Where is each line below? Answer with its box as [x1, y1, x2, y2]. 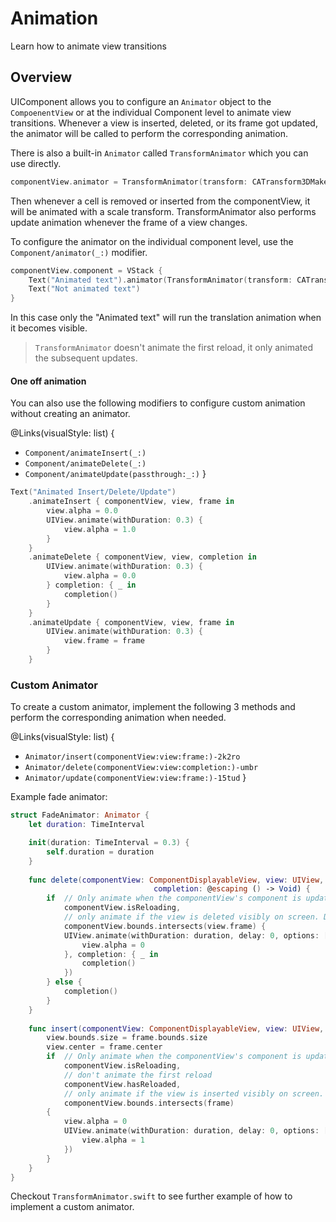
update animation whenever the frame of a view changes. [10, 216, 248, 228]
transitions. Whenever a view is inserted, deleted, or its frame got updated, [10, 117, 318, 129]
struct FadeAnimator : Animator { [10, 810, 150, 821]
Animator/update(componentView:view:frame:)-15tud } [24, 772, 247, 784]
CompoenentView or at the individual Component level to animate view [10, 106, 292, 118]
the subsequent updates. [34, 352, 138, 364]
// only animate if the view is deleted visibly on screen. [63, 912, 320, 922]
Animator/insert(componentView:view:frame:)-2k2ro [24, 752, 241, 762]
